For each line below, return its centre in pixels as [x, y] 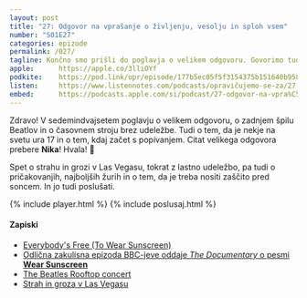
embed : [22, 94]
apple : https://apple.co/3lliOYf [83, 69]
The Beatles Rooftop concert [77, 273]
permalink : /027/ [42, 52]
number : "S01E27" [42, 35]
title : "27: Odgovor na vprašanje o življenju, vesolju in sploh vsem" [148, 26]
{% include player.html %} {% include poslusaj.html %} [113, 204]
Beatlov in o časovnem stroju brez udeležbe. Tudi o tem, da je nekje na [143, 129]
